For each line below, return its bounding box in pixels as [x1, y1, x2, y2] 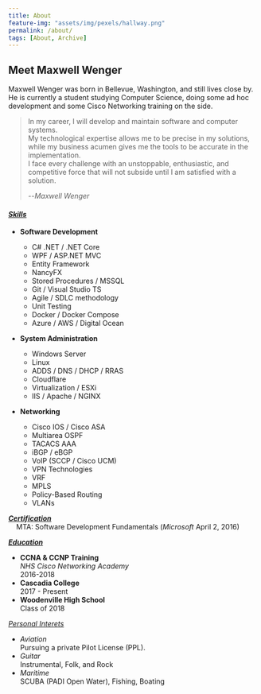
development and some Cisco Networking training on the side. [8, 101, 213, 111]
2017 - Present [19, 587, 68, 596]
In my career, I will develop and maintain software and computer [27, 117, 239, 126]
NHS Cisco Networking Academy [19, 561, 130, 571]
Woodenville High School [19, 595, 106, 605]
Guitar [19, 651, 41, 661]
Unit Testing [31, 301, 72, 311]
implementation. [27, 150, 81, 160]
